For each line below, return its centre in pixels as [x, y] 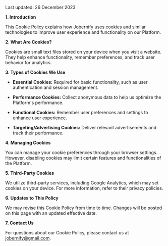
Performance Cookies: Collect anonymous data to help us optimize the [87, 97]
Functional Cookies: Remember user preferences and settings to [80, 112]
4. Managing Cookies [28, 143]
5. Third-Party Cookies [30, 173]
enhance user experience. [40, 118]
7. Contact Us [19, 223]
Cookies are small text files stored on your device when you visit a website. [83, 52]
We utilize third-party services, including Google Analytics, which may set [82, 183]
